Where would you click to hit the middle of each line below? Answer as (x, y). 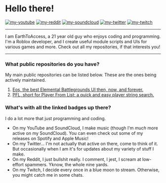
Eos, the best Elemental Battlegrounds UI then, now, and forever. (78, 90)
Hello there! (30, 9)
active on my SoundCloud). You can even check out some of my (78, 133)
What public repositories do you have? (52, 64)
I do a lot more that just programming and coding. (56, 118)
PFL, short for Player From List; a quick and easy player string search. (83, 95)
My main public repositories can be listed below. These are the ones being (81, 75)
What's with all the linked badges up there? (58, 108)
